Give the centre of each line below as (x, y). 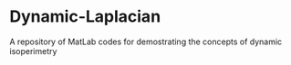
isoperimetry (33, 51)
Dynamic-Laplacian (85, 17)
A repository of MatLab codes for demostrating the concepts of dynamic (146, 42)
